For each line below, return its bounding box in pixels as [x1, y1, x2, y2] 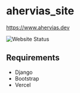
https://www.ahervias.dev [6, 24, 70, 31]
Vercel [14, 81, 31, 88]
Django [14, 69, 33, 76]
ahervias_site [6, 4, 75, 18]
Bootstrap [14, 75, 39, 82]
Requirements [6, 52, 60, 63]
